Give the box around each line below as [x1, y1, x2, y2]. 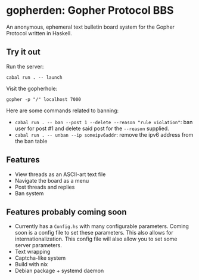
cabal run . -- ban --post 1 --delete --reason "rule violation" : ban [14, 118, 193, 125]
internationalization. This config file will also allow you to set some [14, 235, 178, 242]
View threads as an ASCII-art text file [14, 171, 106, 178]
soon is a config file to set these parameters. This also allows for [14, 229, 174, 236]
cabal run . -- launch [6, 74, 63, 81]
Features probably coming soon [6, 207, 127, 217]
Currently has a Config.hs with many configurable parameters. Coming [14, 223, 189, 230]
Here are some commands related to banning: [6, 107, 119, 114]
